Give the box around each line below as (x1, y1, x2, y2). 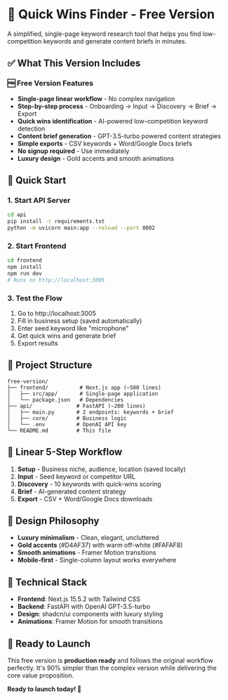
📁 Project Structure (7, 359, 93, 371)
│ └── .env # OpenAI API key (7, 421, 128, 428)
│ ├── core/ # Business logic (7, 414, 128, 422)
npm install (7, 263, 42, 271)
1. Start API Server (7, 195, 71, 205)
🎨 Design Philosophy (7, 515, 100, 527)
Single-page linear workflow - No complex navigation (17, 94, 175, 103)
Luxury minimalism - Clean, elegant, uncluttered (17, 534, 159, 542)
